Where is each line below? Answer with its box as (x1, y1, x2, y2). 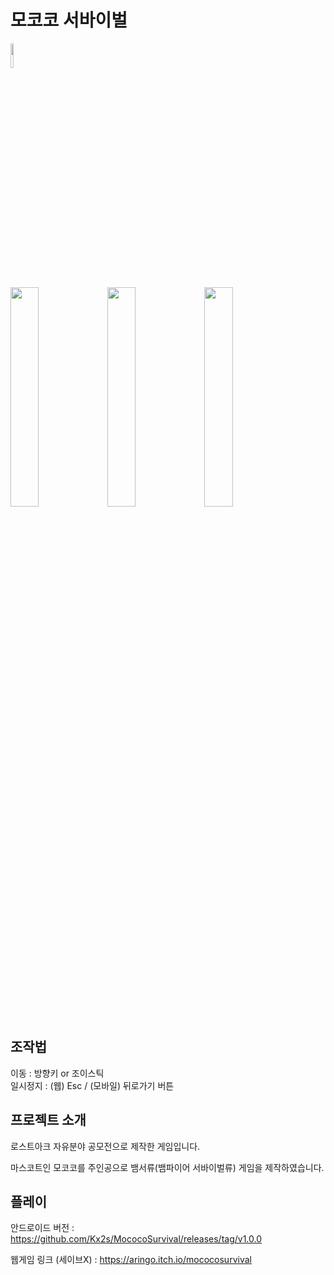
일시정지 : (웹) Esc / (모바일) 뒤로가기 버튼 (10, 1079, 175, 1091)
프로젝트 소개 (10, 1112, 87, 1129)
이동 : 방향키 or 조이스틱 (10, 1067, 105, 1079)
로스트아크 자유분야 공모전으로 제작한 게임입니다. (10, 1140, 201, 1152)
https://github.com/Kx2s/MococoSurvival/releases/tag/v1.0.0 (10, 1233, 263, 1245)
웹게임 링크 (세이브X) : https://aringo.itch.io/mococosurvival (10, 1254, 252, 1266)
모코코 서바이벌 (10, 9, 128, 32)
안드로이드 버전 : (10, 1222, 75, 1234)
